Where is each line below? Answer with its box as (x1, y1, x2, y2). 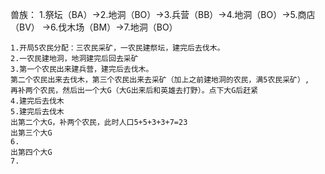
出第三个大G (10, 128, 53, 138)
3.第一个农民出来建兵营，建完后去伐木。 (10, 64, 154, 74)
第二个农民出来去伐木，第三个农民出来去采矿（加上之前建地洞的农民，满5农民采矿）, (10, 75, 310, 85)
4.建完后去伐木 (10, 96, 65, 106)
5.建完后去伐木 (10, 107, 65, 117)
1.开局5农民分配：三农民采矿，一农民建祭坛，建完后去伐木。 (10, 43, 225, 53)
